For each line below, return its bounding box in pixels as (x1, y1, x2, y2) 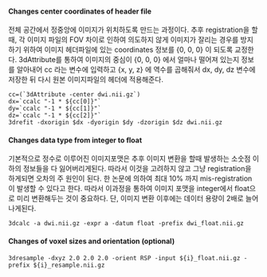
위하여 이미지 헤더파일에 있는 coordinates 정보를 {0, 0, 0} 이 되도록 (22, 45, 234, 55)
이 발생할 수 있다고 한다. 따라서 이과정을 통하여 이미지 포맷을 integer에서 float (8, 184, 249, 193)
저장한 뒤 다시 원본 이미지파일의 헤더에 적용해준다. (8, 75, 164, 84)
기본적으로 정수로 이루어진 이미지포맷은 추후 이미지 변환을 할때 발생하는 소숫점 (8, 154, 251, 163)
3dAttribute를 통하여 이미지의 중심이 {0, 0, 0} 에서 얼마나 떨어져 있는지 (18, 55, 240, 64)
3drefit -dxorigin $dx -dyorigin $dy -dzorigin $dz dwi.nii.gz (8, 119, 223, 127)
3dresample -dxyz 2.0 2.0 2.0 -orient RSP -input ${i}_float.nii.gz (8, 254, 241, 262)
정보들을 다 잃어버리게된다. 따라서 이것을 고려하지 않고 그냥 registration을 (22, 164, 252, 174)
